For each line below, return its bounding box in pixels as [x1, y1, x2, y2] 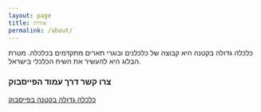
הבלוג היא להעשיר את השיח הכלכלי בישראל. [8, 56, 141, 66]
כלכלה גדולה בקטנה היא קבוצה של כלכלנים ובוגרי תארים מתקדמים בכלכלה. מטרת [8, 48, 254, 58]
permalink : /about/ [8, 26, 73, 34]
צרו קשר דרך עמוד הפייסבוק [8, 76, 112, 87]
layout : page [8, 11, 52, 20]
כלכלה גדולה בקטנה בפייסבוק [8, 95, 97, 104]
